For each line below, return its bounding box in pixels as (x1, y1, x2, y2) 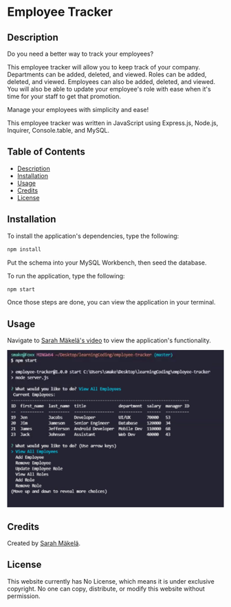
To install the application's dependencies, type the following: (7, 232, 179, 240)
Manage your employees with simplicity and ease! (7, 106, 149, 113)
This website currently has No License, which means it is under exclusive (7, 577, 214, 585)
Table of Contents (7, 146, 86, 158)
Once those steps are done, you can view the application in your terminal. (7, 298, 216, 307)
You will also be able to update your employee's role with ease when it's (7, 85, 211, 93)
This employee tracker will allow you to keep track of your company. (7, 63, 201, 71)
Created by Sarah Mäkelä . (7, 539, 81, 547)
